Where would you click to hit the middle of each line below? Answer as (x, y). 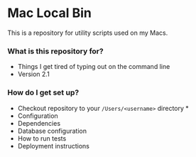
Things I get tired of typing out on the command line (94, 67)
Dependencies (39, 123)
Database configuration (52, 131)
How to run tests (42, 138)
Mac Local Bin (50, 13)
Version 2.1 (33, 74)
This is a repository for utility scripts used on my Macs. (88, 33)
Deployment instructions (54, 146)
